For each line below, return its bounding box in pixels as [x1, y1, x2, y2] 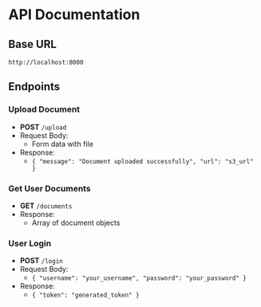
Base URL [8, 37, 57, 51]
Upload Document [8, 104, 81, 115]
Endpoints [8, 80, 61, 93]
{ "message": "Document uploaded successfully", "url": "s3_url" [31, 157, 254, 165]
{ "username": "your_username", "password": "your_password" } [31, 274, 247, 282]
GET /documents [19, 201, 73, 211]
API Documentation [8, 6, 140, 24]
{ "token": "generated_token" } [31, 291, 140, 300]
